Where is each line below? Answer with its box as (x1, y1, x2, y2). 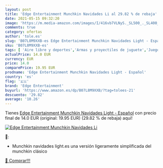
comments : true (5, 25, 36, 30)
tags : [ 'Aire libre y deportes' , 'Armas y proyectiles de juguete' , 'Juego (5, 47, 160, 52)
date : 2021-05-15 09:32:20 (5, 16, 60, 21)
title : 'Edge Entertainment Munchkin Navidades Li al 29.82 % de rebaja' (5, 12, 158, 16)
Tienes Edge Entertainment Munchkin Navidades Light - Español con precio (5, 110, 157, 116)
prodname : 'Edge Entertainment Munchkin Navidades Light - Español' (5, 70, 147, 75)
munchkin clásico (12, 148, 48, 154)
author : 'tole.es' (5, 34, 42, 39)
